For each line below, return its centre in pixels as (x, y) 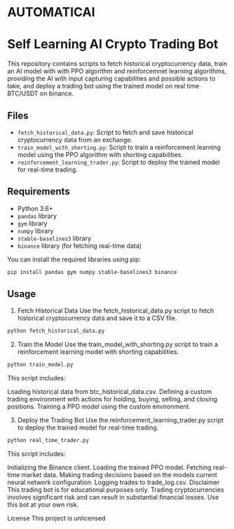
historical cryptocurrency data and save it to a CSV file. (97, 318)
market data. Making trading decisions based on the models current (119, 475)
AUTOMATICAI (51, 12)
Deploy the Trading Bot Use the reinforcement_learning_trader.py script (121, 420)
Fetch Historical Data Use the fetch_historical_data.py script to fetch (116, 311)
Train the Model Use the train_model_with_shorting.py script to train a (118, 345)
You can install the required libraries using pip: (74, 259)
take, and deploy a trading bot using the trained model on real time (103, 86)
